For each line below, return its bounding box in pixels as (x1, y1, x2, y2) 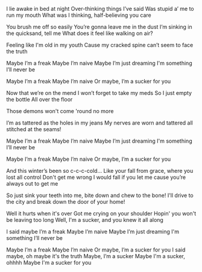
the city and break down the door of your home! (6, 198, 125, 205)
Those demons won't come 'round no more (6, 108, 114, 114)
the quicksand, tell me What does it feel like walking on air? (6, 30, 153, 37)
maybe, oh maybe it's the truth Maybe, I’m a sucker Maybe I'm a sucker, (6, 253, 186, 259)
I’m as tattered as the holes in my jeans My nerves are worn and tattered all (6, 119, 193, 126)
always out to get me (6, 180, 58, 187)
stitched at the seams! (6, 126, 62, 132)
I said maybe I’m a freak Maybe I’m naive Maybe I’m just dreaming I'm (6, 228, 180, 235)
